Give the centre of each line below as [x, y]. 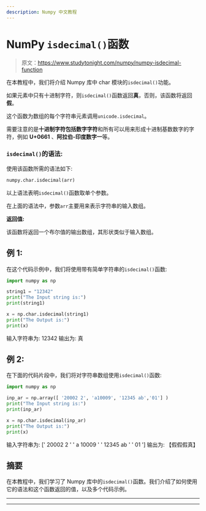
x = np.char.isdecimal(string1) [48, 314]
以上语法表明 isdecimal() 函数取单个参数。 [59, 193]
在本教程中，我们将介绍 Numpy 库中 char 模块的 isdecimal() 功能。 [90, 82]
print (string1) [26, 303]
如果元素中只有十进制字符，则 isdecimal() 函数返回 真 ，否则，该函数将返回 [99, 95]
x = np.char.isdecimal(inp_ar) [46, 420]
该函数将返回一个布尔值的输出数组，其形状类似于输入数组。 [82, 232]
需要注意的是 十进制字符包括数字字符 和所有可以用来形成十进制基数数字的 [97, 129]
